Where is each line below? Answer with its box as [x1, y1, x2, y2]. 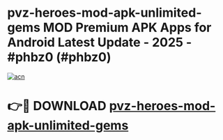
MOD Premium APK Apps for [43, 20, 212, 36]
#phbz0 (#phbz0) [7, 49, 111, 65]
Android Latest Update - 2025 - [7, 35, 192, 50]
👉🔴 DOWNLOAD [7, 98, 107, 114]
